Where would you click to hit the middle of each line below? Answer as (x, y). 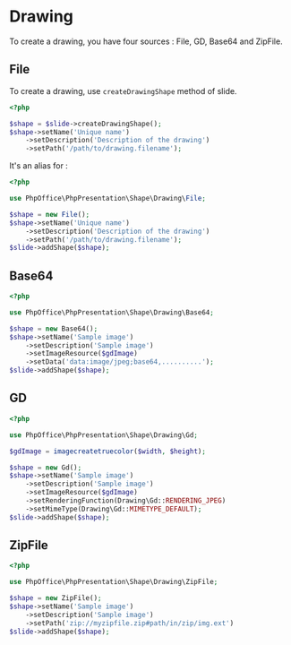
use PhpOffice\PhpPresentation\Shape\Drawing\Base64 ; (112, 312)
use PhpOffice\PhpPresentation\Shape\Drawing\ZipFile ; (114, 582)
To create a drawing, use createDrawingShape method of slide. (123, 90)
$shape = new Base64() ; (54, 329)
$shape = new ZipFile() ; (56, 598)
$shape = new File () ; (50, 214)
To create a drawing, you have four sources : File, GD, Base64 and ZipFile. (146, 41)
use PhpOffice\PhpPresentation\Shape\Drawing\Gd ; (104, 435)
